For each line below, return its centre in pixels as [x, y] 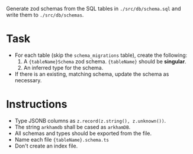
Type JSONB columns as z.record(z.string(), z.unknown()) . [90, 120]
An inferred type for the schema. [63, 68]
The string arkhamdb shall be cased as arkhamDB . [73, 127]
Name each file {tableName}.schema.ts [62, 139]
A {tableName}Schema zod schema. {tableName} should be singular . [105, 61]
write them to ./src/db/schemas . [45, 15]
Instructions [37, 105]
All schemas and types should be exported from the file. [83, 133]
